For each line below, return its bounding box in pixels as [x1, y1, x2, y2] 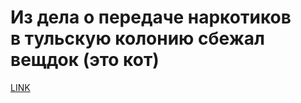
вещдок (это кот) [10, 49, 160, 71]
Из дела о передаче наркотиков [10, 6, 292, 29]
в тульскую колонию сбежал [10, 27, 265, 50]
